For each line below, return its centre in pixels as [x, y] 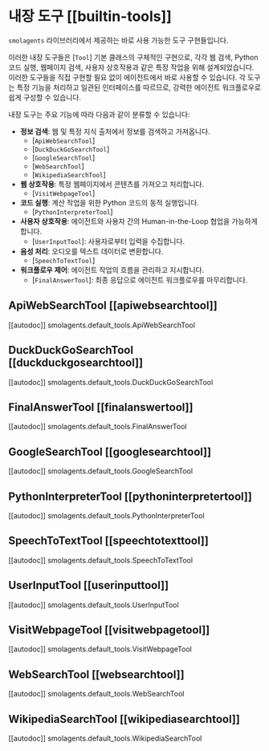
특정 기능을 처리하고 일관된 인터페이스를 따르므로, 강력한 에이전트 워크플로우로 [139, 87]
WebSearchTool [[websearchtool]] [96, 674]
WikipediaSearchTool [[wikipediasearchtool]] [124, 719]
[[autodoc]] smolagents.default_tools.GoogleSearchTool [101, 471]
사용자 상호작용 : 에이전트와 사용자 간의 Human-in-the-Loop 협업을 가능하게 [139, 221]
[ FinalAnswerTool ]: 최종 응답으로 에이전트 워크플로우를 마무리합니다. [140, 280]
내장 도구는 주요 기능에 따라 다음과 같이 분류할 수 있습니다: [99, 114]
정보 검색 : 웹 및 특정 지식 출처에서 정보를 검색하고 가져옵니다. [115, 131]
